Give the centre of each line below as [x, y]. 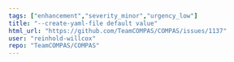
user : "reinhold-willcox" [52, 38]
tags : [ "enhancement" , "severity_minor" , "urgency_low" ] [103, 16]
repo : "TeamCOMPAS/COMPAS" [54, 46]
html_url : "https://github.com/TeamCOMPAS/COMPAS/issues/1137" [118, 31]
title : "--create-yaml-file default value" [83, 23]
